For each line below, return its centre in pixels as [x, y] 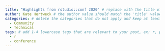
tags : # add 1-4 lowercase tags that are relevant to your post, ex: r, [81, 32]
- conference [23, 41]
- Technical [22, 28]
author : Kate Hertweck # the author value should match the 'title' [77, 14]
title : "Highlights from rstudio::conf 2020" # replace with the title [80, 9]
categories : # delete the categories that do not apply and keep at [77, 18]
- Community [22, 23]
